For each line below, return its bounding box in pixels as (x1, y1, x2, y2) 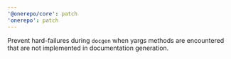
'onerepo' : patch (7, 17, 59, 24)
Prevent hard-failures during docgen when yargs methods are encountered (7, 36, 225, 44)
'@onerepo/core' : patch (7, 10, 78, 18)
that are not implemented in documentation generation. (7, 44, 169, 52)
